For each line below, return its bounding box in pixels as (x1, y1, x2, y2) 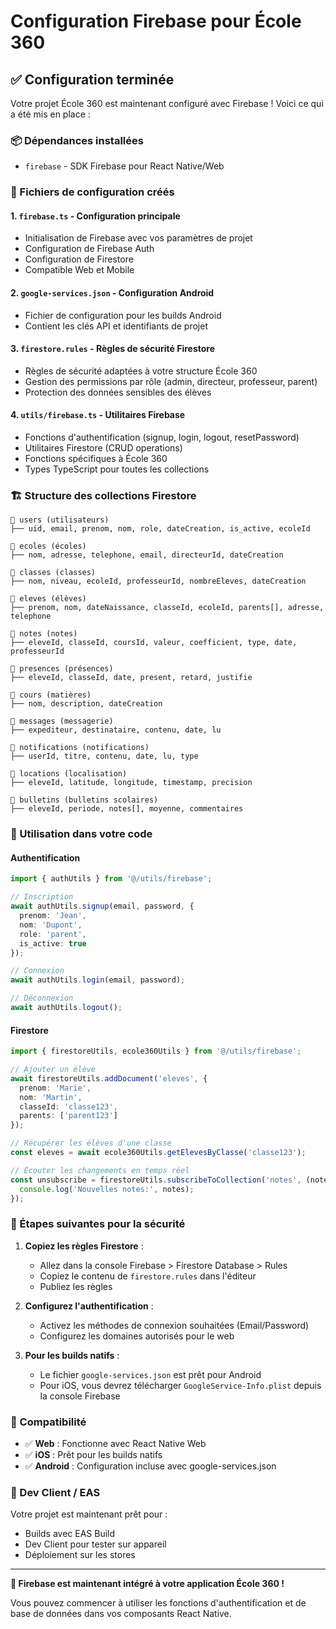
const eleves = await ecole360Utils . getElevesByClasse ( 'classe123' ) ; (10, 1148, 307, 1158)
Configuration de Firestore (24, 253, 134, 265)
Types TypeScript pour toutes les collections (24, 463, 210, 475)
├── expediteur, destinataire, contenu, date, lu (10, 725, 222, 735)
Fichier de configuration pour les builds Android (24, 309, 222, 321)
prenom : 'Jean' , (19, 911, 87, 921)
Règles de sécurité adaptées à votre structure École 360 (24, 365, 258, 377)
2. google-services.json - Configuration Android (10, 287, 215, 299)
